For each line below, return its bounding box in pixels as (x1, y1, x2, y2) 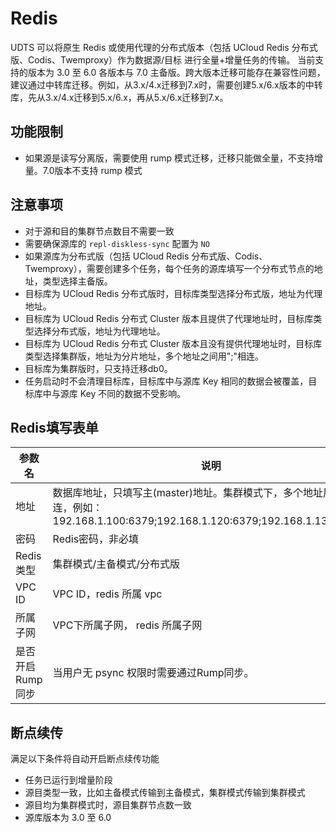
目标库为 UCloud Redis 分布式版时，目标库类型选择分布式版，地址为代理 (24, 287, 323, 299)
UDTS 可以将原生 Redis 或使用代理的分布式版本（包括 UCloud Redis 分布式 (10, 41, 318, 53)
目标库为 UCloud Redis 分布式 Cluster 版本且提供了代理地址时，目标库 (24, 312, 314, 324)
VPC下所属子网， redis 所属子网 (52, 618, 203, 632)
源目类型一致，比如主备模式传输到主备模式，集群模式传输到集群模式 (24, 787, 306, 799)
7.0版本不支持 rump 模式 (42, 164, 143, 176)
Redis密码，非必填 (52, 532, 140, 546)
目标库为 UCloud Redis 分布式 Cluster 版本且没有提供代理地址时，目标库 (24, 337, 323, 349)
